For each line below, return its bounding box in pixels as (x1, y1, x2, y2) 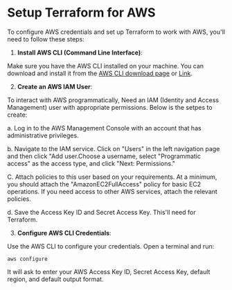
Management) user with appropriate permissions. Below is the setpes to (7, 103, 213, 111)
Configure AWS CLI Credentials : (17, 229, 112, 237)
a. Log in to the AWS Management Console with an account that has (7, 124, 202, 132)
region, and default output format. (7, 275, 104, 283)
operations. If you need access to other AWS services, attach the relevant (7, 187, 218, 195)
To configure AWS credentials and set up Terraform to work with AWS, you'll (7, 28, 225, 36)
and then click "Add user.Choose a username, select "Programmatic (7, 152, 202, 160)
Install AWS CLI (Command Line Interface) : (17, 48, 143, 57)
